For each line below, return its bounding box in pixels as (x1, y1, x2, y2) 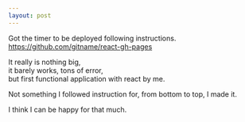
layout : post (8, 11, 52, 20)
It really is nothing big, (8, 57, 81, 67)
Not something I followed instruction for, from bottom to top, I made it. (8, 89, 237, 99)
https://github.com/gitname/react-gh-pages (8, 41, 153, 51)
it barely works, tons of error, (8, 65, 103, 75)
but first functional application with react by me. (8, 74, 165, 83)
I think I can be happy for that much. (8, 105, 127, 114)
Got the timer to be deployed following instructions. (8, 33, 177, 43)
